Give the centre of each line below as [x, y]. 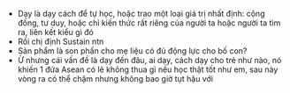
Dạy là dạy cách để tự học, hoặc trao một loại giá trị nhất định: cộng [141, 14]
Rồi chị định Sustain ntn [61, 41]
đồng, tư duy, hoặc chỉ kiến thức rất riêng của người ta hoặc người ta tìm [149, 23]
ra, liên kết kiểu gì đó [56, 32]
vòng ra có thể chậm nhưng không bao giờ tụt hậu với [115, 79]
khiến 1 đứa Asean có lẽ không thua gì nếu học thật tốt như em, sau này [148, 69]
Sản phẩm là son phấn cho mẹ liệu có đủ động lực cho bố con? [132, 51]
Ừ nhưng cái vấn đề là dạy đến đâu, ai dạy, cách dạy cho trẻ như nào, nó [149, 60]
